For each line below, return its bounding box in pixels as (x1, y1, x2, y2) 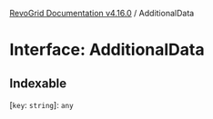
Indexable (9, 75, 67, 91)
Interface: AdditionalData (9, 40, 205, 60)
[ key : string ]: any (9, 100, 75, 110)
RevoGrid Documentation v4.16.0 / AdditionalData (9, 8, 195, 18)
